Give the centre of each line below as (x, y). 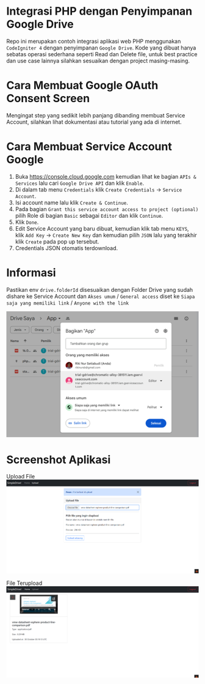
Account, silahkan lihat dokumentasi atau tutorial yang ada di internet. (94, 122)
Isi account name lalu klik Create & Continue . (71, 203)
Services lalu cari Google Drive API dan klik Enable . (80, 183)
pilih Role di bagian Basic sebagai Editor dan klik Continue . (89, 215)
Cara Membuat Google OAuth (82, 85)
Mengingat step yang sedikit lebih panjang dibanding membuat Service (96, 115)
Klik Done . (27, 222)
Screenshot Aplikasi (59, 459)
